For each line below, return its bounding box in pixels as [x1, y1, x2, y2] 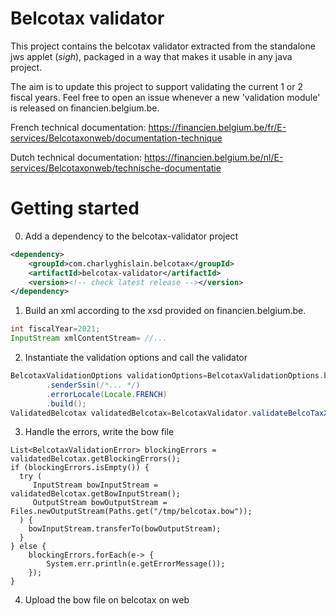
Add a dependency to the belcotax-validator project [24, 230, 239, 242]
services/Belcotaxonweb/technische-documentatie [10, 162, 222, 174]
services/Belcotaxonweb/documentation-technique [10, 132, 223, 144]
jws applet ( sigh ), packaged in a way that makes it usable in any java [10, 50, 293, 62]
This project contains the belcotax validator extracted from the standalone [10, 40, 316, 52]
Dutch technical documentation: [10, 151, 143, 163]
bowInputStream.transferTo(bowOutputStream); [28, 524, 222, 534]
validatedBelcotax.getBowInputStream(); [10, 489, 182, 499]
